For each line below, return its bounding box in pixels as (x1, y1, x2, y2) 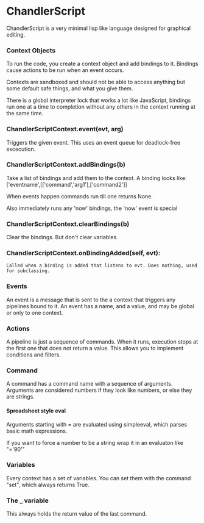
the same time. (6, 110, 44, 117)
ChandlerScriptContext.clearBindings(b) (6, 220, 130, 228)
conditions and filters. (6, 351, 61, 358)
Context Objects (6, 46, 56, 54)
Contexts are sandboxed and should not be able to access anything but (6, 78, 186, 86)
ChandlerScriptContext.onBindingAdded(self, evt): (6, 249, 161, 258)
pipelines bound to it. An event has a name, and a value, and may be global (6, 302, 195, 309)
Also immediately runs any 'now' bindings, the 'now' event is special (6, 204, 178, 212)
